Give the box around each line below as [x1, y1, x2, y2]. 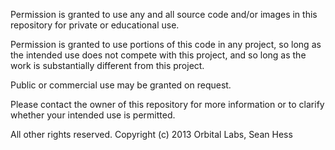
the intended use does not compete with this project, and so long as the [10, 49, 307, 61]
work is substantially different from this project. [10, 60, 205, 71]
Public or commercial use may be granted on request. [10, 79, 232, 91]
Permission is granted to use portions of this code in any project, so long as [10, 39, 322, 50]
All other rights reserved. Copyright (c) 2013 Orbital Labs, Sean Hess [10, 129, 293, 140]
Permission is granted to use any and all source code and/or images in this [10, 9, 318, 20]
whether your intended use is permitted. [10, 109, 176, 121]
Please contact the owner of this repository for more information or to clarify [10, 99, 325, 110]
